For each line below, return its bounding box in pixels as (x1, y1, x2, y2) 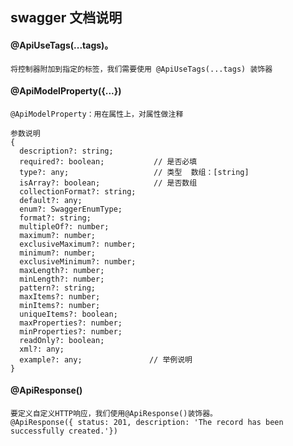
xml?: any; (19, 344, 65, 354)
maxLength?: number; (19, 265, 105, 275)
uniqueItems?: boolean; (19, 309, 118, 319)
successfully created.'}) (10, 426, 118, 436)
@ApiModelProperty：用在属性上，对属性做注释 (10, 109, 184, 119)
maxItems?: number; (19, 291, 101, 302)
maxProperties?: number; (19, 318, 123, 328)
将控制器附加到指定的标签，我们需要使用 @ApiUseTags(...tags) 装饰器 (10, 64, 273, 74)
